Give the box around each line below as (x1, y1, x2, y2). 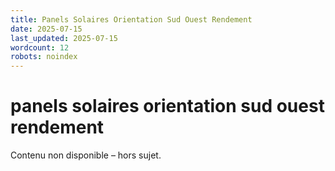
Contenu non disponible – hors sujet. (10, 149, 162, 161)
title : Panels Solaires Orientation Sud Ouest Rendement (10, 14, 253, 25)
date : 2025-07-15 (10, 24, 83, 34)
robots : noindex (10, 52, 78, 62)
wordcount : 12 (10, 42, 70, 53)
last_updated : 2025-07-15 (10, 33, 118, 43)
